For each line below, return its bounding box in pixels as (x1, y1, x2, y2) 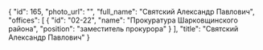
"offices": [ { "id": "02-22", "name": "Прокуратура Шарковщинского (8, 15, 239, 25)
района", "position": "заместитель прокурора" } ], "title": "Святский (8, 24, 239, 33)
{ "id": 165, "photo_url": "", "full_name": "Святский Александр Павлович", (8, 7, 255, 16)
